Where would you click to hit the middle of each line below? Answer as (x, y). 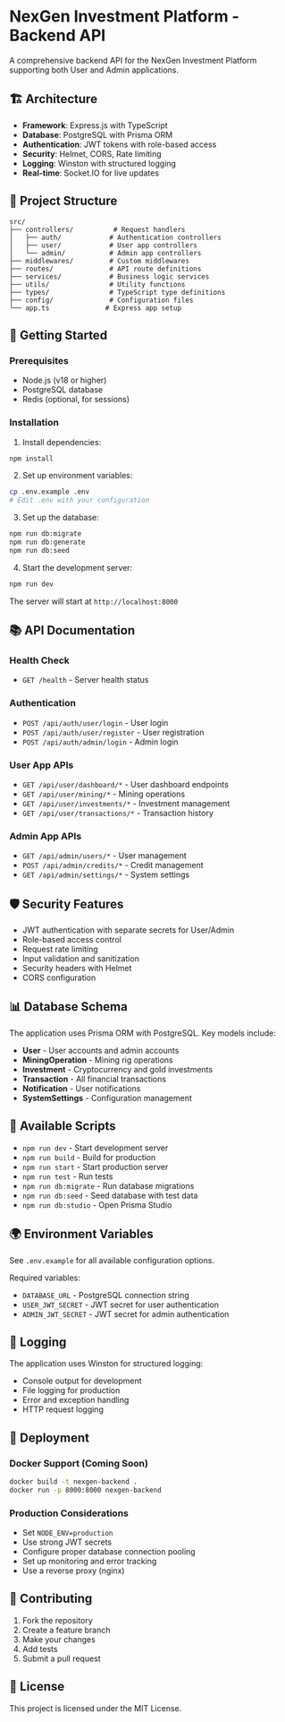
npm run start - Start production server (95, 1167)
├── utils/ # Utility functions (97, 284)
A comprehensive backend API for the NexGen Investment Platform (133, 60)
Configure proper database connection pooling (109, 1552)
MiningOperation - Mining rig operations (97, 1060)
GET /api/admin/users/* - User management (105, 856)
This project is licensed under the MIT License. (96, 1708)
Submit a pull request (61, 1658)
